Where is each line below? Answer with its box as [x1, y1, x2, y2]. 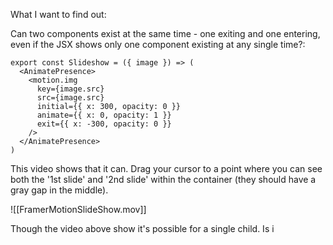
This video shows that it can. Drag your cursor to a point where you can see [10, 163, 323, 174]
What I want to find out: [10, 9, 107, 20]
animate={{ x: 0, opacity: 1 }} [36, 110, 172, 120]
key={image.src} [36, 84, 105, 94]
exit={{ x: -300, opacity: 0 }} [36, 119, 172, 129]
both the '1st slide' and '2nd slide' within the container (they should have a [10, 174, 317, 185]
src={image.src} [36, 93, 105, 103]
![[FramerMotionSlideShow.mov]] [10, 204, 147, 215]
